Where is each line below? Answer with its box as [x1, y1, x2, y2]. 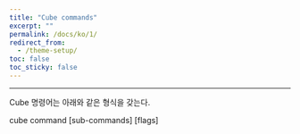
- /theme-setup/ [17, 46, 78, 55]
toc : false [9, 54, 50, 63]
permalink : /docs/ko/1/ [9, 29, 98, 38]
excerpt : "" [9, 21, 54, 30]
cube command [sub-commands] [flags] [9, 114, 159, 125]
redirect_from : [9, 38, 66, 47]
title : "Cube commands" [9, 13, 98, 22]
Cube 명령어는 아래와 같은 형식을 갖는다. [9, 96, 151, 107]
